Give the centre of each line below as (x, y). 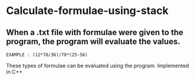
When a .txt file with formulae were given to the (95, 32)
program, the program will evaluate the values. (93, 41)
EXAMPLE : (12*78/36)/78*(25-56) (47, 55)
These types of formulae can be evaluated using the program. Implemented (97, 66)
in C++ (14, 72)
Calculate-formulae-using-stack (87, 11)
